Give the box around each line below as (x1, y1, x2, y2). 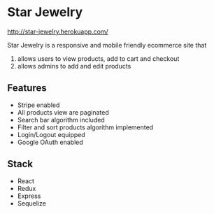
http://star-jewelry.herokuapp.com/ (7, 27, 108, 36)
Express (17, 192, 41, 200)
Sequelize (17, 199, 47, 207)
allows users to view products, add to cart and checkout (17, 54, 180, 63)
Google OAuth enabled (17, 138, 84, 146)
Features (7, 82, 47, 94)
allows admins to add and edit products (17, 62, 131, 70)
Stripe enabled (17, 101, 60, 109)
